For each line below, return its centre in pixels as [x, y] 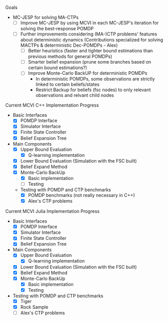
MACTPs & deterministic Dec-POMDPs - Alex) [69, 45]
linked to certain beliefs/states [68, 85]
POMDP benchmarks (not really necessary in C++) [81, 195]
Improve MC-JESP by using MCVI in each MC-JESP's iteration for [89, 23]
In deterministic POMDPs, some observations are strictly [95, 79]
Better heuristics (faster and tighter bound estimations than [90, 51]
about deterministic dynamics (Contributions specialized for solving [92, 40]
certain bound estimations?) [58, 68]
